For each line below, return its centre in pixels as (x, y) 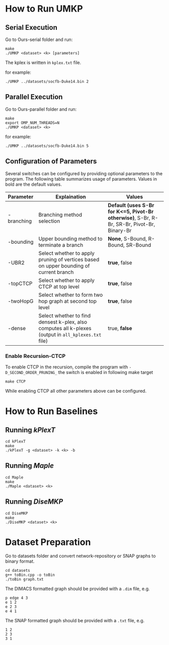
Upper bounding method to (70, 239)
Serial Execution (31, 28)
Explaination (71, 196)
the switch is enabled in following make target (106, 372)
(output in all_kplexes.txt (70, 335)
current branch (56, 272)
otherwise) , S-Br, (129, 218)
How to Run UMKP (44, 9)
